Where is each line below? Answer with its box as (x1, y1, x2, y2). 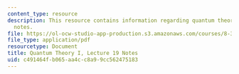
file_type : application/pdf (7, 37, 91, 44)
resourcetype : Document (7, 43, 78, 50)
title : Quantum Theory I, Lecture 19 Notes (7, 50, 139, 57)
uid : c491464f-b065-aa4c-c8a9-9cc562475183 (7, 56, 139, 63)
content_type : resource (7, 10, 78, 18)
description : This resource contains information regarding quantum (7, 17, 215, 24)
